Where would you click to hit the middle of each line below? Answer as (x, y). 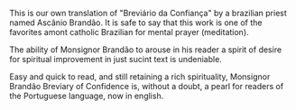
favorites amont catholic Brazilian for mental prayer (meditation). (129, 32)
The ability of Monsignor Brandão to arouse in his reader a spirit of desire (146, 50)
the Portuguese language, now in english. (87, 96)
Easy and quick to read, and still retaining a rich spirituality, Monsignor (140, 77)
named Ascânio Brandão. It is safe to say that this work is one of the (136, 23)
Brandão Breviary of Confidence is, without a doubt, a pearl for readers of (147, 86)
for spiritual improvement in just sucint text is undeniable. (116, 59)
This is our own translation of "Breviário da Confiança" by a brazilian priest (148, 13)
